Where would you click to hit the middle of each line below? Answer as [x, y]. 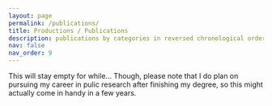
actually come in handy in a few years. [72, 93]
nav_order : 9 [30, 53]
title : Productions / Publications [68, 31]
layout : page [30, 16]
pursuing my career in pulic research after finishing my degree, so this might [136, 84]
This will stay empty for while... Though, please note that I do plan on [123, 76]
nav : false [27, 46]
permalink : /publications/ [54, 23]
